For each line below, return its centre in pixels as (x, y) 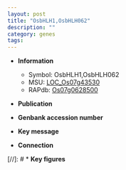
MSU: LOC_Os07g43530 (64, 82)
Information (36, 61)
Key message (38, 131)
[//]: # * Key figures (36, 159)
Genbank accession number (60, 118)
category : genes (31, 34)
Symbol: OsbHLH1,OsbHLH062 (74, 75)
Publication (35, 104)
